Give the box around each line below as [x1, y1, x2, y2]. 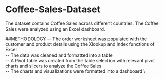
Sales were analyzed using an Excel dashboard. [5, 25, 105, 32]
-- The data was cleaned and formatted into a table [5, 52, 113, 58]
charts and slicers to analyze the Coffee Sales [5, 63, 102, 69]
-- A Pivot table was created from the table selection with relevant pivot [5, 57, 155, 63]
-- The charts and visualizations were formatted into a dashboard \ [5, 68, 145, 74]
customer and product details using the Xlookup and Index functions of [5, 41, 155, 47]
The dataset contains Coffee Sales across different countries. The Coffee [5, 20, 159, 27]
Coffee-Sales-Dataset [5, 4, 101, 15]
